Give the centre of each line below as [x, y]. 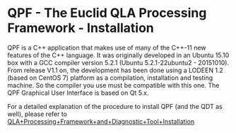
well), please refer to [37, 114]
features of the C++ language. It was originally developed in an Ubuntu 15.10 [118, 55]
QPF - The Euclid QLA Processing [107, 13]
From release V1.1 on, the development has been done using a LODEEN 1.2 [116, 70]
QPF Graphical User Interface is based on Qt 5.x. [78, 93]
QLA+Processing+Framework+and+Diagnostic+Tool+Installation [101, 121]
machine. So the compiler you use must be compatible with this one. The [113, 85]
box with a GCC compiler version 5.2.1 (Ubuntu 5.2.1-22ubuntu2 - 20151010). [118, 62]
